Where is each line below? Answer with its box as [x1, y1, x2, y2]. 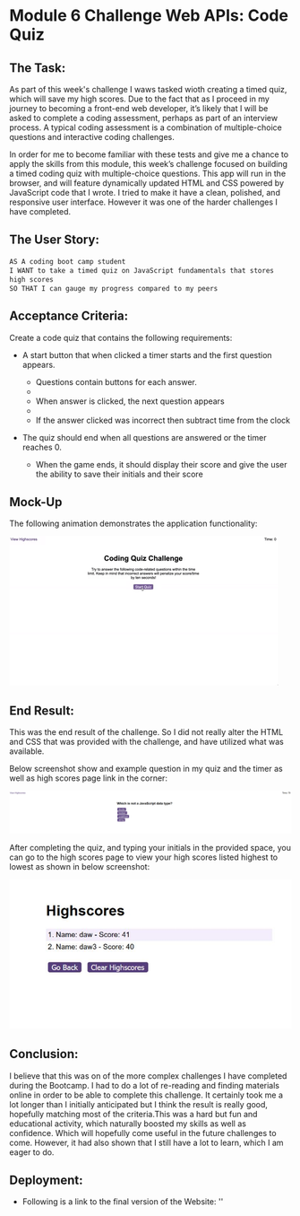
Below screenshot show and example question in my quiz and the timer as [9, 764, 284, 774]
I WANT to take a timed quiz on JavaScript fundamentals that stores [9, 266, 275, 275]
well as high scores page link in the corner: [9, 773, 168, 783]
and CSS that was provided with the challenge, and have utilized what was [9, 737, 284, 748]
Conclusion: [9, 1046, 79, 1062]
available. [9, 746, 45, 757]
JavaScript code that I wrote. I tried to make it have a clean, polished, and [9, 188, 280, 197]
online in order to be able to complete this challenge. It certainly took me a [9, 1089, 284, 1100]
